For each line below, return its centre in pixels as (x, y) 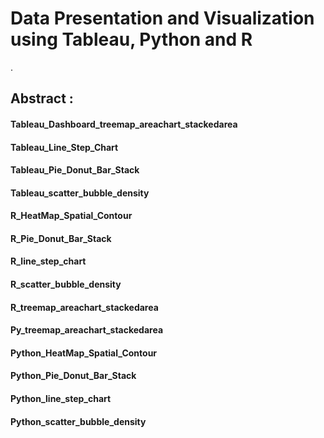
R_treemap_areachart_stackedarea (84, 307)
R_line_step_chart (48, 261)
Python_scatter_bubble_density (78, 421)
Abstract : (42, 98)
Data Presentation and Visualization (162, 18)
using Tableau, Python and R (131, 39)
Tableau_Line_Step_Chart (64, 147)
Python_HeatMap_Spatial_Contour (84, 353)
